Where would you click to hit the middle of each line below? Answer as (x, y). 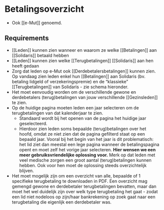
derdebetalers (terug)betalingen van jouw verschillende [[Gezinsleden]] (85, 97)
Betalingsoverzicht (44, 9)
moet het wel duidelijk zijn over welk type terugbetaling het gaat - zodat (85, 191)
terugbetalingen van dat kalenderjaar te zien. (57, 113)
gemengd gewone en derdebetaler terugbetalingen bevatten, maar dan (84, 186)
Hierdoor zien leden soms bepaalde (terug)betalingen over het (83, 129)
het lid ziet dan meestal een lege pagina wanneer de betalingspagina (89, 144)
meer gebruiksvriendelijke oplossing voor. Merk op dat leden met (87, 155)
